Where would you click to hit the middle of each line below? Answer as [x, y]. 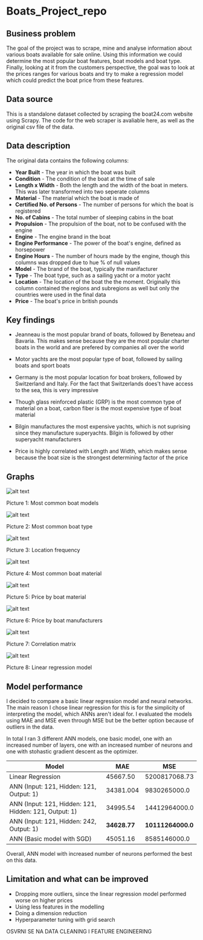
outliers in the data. [30, 727]
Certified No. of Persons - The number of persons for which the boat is [104, 204]
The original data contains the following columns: [67, 160]
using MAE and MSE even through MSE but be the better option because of [100, 721]
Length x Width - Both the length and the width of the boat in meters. [101, 185]
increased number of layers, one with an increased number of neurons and [99, 745]
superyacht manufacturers [48, 439]
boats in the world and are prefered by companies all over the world [99, 347]
